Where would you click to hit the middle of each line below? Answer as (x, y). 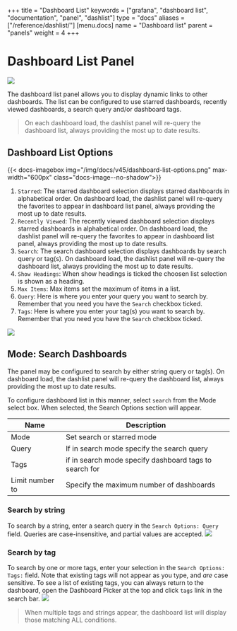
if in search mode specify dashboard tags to (139, 460)
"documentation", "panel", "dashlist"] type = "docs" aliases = (96, 18)
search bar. (24, 599)
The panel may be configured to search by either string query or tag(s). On (116, 371)
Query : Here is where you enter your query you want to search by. (113, 296)
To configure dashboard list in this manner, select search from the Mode (112, 400)
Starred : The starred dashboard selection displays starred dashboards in (123, 191)
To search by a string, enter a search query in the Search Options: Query (113, 526)
